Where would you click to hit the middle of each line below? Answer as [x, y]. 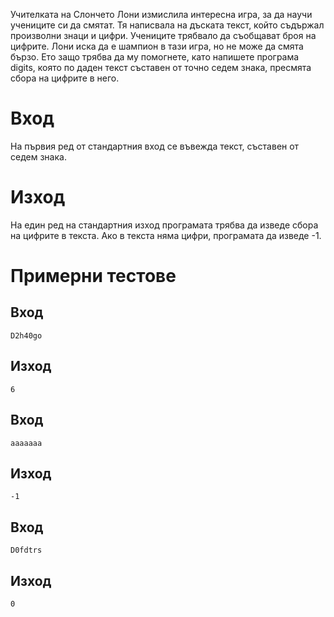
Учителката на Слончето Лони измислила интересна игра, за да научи [161, 14]
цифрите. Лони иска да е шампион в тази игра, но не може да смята [157, 46]
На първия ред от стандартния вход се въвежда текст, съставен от [155, 146]
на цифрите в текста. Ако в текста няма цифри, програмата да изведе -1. [166, 235]
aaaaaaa [26, 443]
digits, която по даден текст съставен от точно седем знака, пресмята [161, 67]
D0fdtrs [26, 550]
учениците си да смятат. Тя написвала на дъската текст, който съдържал [167, 25]
